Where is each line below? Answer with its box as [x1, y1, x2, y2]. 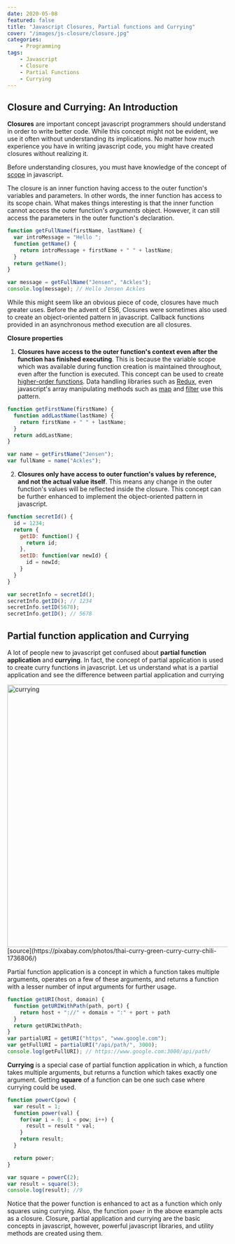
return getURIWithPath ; [13, 1022, 83, 1029]
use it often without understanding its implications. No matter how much [7, 134, 215, 143]
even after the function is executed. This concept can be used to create [17, 370, 224, 379]
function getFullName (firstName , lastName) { [7, 227, 142, 234]
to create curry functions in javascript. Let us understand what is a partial [7, 663, 219, 672]
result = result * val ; [25, 1122, 96, 1130]
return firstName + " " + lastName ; [20, 418, 127, 425]
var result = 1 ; [13, 1103, 61, 1110]
